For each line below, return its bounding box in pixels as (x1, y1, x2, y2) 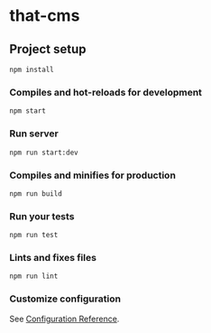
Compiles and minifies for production (9, 169, 176, 181)
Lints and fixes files (9, 252, 97, 264)
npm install (9, 65, 54, 74)
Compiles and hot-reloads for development (9, 86, 203, 98)
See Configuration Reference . (9, 313, 120, 324)
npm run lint (9, 272, 59, 281)
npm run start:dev (9, 148, 78, 157)
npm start (9, 106, 47, 116)
